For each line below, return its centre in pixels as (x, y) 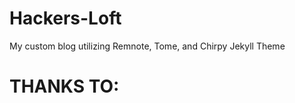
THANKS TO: (64, 86)
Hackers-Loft (65, 18)
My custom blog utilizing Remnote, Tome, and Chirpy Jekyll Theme (147, 46)
